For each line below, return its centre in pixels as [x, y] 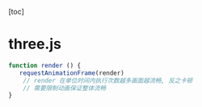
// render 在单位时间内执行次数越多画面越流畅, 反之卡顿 [108, 80]
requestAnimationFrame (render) [72, 73]
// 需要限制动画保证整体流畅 [65, 88]
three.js [35, 44]
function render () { [45, 65]
